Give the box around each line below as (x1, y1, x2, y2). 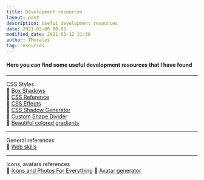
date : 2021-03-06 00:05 (6, 25, 67, 32)
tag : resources (6, 43, 45, 49)
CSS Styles (6, 81, 35, 88)
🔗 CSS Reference (6, 93, 50, 101)
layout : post (6, 15, 39, 21)
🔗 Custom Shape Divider (6, 113, 68, 120)
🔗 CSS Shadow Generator (6, 107, 71, 114)
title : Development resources (6, 8, 83, 15)
